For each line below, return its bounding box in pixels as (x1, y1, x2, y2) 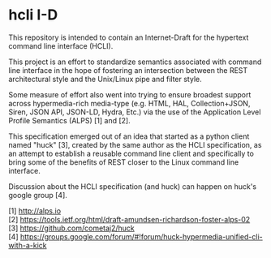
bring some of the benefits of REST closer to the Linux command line (8, 157, 239, 167)
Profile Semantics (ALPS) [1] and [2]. (8, 115, 131, 125)
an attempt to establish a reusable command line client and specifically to (8, 148, 254, 158)
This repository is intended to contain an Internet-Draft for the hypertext (8, 32, 249, 42)
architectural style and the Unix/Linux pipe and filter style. (8, 74, 202, 84)
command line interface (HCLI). (8, 41, 114, 50)
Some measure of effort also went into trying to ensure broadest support (8, 89, 252, 99)
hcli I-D (8, 6, 58, 24)
